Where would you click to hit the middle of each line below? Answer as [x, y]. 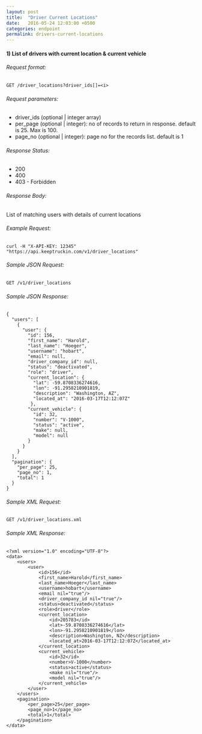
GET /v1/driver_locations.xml [44, 520]
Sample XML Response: [36, 533]
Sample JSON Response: [37, 296]
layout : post [23, 12]
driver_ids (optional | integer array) [58, 118]
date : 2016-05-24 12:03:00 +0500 [51, 23]
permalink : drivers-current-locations [55, 34]
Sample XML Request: [34, 502]
